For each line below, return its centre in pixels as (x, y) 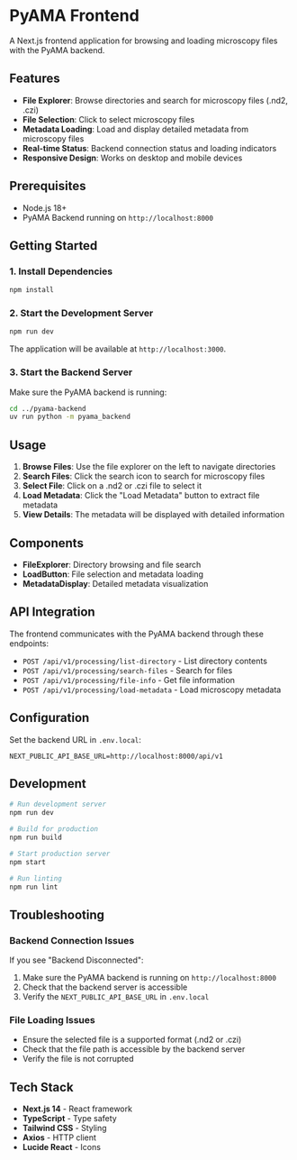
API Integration (53, 612)
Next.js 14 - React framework (77, 1109)
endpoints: (29, 643)
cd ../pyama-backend (48, 408)
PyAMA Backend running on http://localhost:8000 (118, 217)
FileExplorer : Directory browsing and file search (112, 564)
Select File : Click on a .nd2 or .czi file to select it (112, 486)
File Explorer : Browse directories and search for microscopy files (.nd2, (155, 100)
